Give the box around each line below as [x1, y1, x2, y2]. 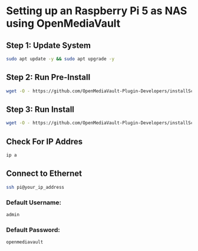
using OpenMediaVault [6, 17, 121, 30]
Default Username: [6, 198, 62, 207]
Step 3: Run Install [6, 104, 75, 114]
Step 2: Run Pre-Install [6, 72, 91, 82]
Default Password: [6, 226, 60, 234]
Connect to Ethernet [6, 169, 82, 179]
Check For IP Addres [6, 136, 83, 146]
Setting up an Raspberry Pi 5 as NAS [6, 4, 187, 18]
